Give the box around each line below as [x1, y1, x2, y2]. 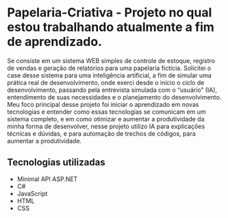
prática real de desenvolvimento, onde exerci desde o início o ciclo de [7, 78, 205, 86]
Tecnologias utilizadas [7, 156, 105, 169]
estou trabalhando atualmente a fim [7, 19, 214, 35]
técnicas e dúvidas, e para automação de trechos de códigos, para [7, 129, 197, 138]
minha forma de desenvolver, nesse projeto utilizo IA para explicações [7, 122, 205, 130]
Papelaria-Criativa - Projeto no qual [7, 5, 212, 21]
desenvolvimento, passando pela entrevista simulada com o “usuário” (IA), [7, 86, 218, 94]
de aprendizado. [7, 34, 103, 49]
